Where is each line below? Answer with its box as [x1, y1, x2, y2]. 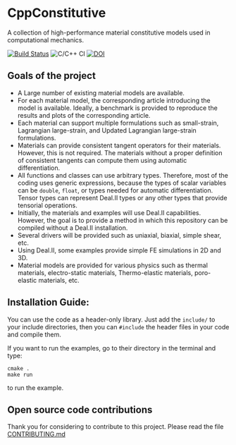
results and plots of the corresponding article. [17, 111, 151, 119]
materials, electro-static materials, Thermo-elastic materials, [17, 268, 194, 276]
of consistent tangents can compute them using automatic [17, 156, 187, 164]
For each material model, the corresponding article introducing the [17, 96, 211, 104]
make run [7, 371, 33, 378]
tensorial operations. [17, 201, 77, 209]
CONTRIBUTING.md [7, 430, 66, 439]
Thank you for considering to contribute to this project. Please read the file [7, 422, 224, 431]
